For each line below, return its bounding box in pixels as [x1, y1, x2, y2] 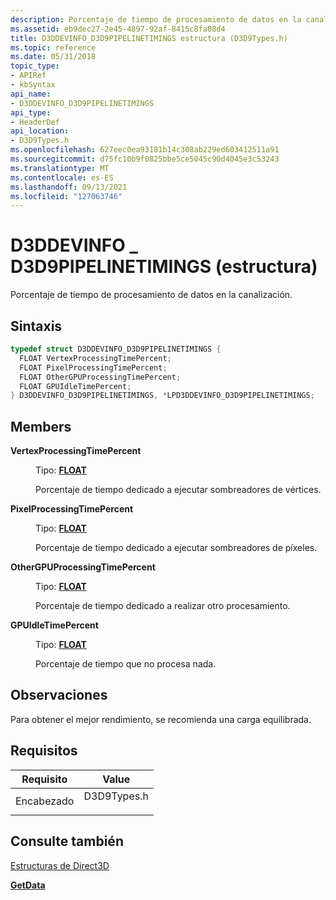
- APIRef [10, 71, 47, 81]
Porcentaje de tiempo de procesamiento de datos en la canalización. [10, 289, 293, 301]
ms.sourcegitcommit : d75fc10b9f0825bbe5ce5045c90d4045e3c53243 [10, 154, 280, 164]
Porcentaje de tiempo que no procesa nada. [35, 658, 217, 670]
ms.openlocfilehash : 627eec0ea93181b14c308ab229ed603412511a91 [10, 145, 280, 155]
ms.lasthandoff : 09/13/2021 [10, 182, 128, 192]
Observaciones [10, 687, 108, 704]
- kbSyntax [10, 80, 56, 90]
